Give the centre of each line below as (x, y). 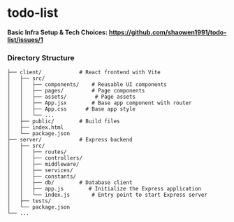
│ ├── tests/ (29, 201)
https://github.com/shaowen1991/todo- (168, 32)
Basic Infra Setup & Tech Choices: (58, 32)
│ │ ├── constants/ (42, 176)
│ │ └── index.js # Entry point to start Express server (108, 195)
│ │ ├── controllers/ (45, 158)
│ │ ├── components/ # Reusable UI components (87, 85)
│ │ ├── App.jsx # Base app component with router (100, 103)
